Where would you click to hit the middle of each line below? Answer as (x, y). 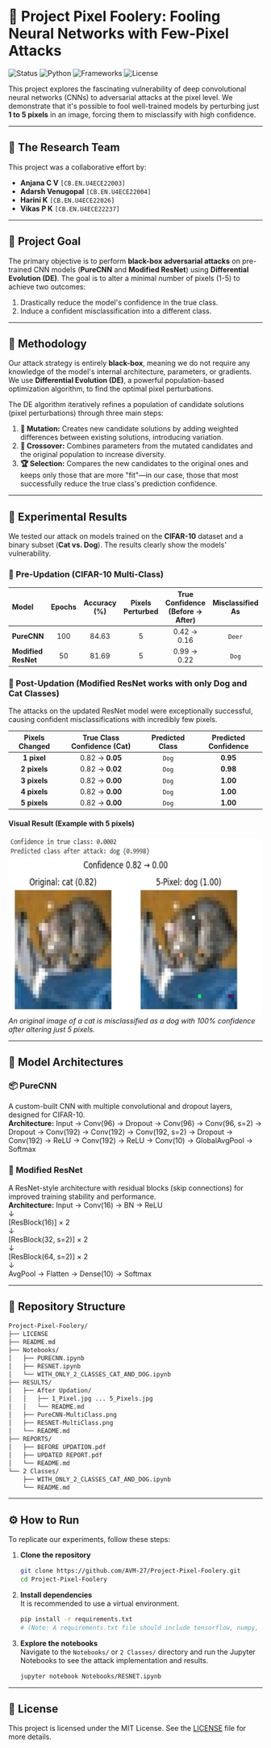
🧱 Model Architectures (66, 1062)
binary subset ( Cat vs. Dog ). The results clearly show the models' (118, 545)
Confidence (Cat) (101, 746)
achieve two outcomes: (47, 287)
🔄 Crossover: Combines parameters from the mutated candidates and (136, 446)
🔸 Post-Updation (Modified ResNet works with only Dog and (128, 683)
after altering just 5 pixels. (52, 1029)
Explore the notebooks (59, 1643)
